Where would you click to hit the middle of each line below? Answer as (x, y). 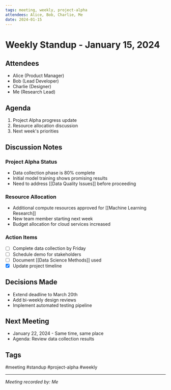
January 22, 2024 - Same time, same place (58, 333)
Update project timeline (37, 266)
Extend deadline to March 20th (45, 294)
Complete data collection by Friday (49, 248)
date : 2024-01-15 (24, 19)
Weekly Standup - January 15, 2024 (83, 45)
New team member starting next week (53, 219)
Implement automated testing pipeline (52, 305)
